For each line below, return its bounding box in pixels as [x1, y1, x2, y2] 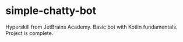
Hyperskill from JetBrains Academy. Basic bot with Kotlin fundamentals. [5, 23, 178, 30]
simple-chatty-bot [5, 4, 97, 17]
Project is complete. [5, 29, 54, 36]
